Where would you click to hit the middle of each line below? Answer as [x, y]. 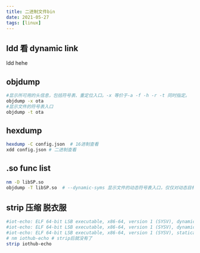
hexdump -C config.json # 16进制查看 [53, 144]
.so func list [29, 168]
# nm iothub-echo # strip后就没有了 [49, 239]
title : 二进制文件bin [31, 12]
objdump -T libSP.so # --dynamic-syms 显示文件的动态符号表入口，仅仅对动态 [97, 188]
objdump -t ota [25, 112]
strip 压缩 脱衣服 [36, 208]
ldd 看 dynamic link [42, 48]
